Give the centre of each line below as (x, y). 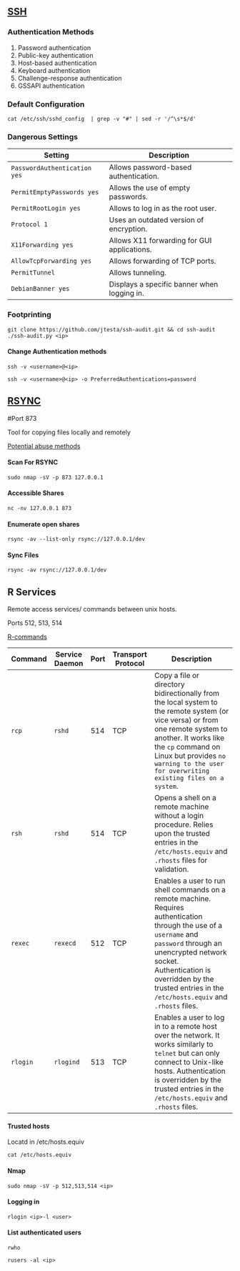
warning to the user (189, 764)
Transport (130, 654)
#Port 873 (22, 418)
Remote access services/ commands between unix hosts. (92, 609)
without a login (179, 816)
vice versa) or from (186, 720)
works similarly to (184, 1045)
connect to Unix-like (189, 1062)
